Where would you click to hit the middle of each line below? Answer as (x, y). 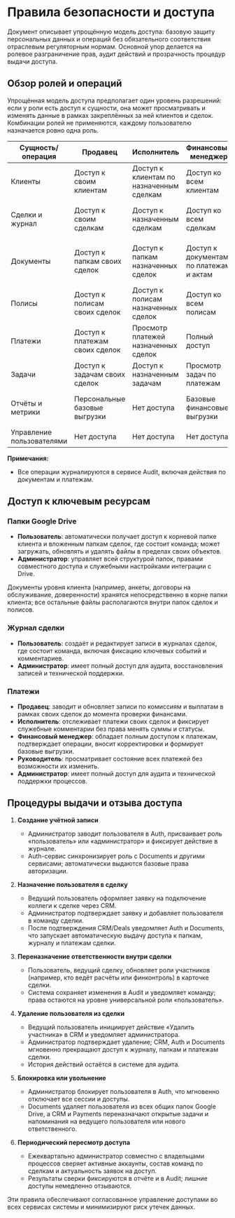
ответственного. (52, 1129)
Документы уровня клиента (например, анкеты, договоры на (99, 587)
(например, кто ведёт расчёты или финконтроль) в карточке (118, 977)
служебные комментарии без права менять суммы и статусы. (111, 729)
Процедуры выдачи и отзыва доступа (95, 803)
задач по (201, 374)
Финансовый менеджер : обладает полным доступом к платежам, (117, 737)
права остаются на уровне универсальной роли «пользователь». (126, 1000)
